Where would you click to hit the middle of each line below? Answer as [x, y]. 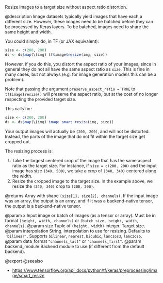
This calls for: [19, 108]
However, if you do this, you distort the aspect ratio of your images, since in [81, 64]
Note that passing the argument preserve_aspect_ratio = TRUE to [70, 89]
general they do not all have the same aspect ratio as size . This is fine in [77, 69]
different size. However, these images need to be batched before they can [79, 22]
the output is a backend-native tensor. [43, 206]
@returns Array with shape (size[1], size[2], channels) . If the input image [81, 196]
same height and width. [28, 32]
